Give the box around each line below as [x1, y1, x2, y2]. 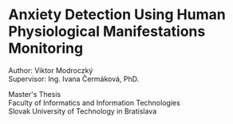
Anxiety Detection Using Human [8, 6, 226, 24]
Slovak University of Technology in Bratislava [8, 106, 157, 116]
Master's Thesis [8, 89, 61, 99]
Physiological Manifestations [8, 22, 206, 41]
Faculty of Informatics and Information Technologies [8, 98, 181, 107]
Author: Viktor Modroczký [8, 65, 93, 75]
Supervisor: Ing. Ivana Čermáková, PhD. [8, 74, 140, 83]
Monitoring [8, 40, 84, 57]
